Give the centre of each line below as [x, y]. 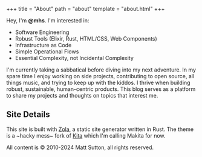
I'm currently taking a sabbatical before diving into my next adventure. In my [101, 70]
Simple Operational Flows [47, 52]
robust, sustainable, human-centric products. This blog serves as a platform [101, 89]
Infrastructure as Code [43, 45]
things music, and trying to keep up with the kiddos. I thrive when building [98, 82]
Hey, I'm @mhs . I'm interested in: [48, 20]
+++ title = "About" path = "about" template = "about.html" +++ [86, 9]
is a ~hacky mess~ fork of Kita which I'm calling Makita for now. [86, 135]
